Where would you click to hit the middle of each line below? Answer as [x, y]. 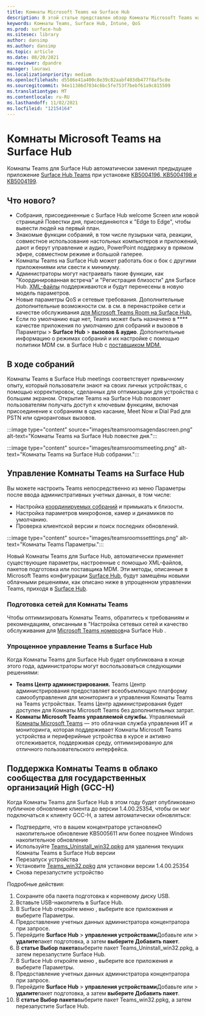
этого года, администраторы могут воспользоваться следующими [94, 666]
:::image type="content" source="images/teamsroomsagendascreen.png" [100, 430]
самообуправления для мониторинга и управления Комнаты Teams [104, 697]
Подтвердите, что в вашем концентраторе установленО [89, 827]
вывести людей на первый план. [58, 228]
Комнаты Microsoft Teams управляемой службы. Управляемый [100, 717]
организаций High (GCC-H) [61, 787]
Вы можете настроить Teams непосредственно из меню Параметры [96, 488]
